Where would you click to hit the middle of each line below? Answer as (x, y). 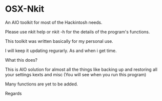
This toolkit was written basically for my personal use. (59, 41)
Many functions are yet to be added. (41, 84)
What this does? (21, 60)
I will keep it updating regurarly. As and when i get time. (61, 50)
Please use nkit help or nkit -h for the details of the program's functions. (78, 32)
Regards (13, 93)
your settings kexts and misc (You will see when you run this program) (76, 74)
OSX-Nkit (25, 9)
